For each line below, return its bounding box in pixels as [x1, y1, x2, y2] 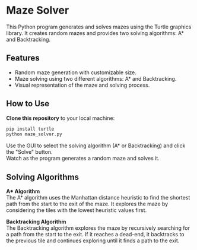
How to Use [6, 99, 50, 109]
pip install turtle [6, 126, 55, 132]
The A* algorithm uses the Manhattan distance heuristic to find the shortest [6, 194, 190, 201]
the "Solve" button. [6, 148, 53, 156]
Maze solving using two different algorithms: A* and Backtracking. [14, 75, 177, 82]
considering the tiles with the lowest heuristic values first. [6, 207, 147, 214]
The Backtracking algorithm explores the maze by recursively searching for [6, 224, 190, 232]
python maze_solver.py [6, 131, 62, 137]
